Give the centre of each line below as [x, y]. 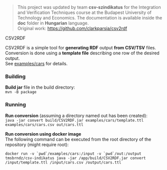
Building [15, 76]
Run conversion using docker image [43, 134]
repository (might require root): [37, 145]
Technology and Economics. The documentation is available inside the [90, 18]
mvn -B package [21, 92]
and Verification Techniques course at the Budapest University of [84, 12]
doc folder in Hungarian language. [53, 23]
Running [16, 105]
